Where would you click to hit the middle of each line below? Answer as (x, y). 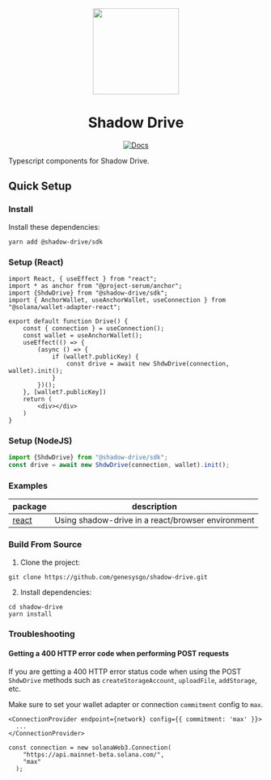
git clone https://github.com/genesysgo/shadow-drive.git (108, 577)
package (30, 507)
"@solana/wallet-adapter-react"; (65, 307)
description (155, 507)
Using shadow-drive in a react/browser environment (155, 520)
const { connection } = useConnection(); (93, 328)
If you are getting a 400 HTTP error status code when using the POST (125, 672)
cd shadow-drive (36, 607)
